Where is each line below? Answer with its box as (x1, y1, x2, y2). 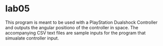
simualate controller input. (5, 35, 59, 41)
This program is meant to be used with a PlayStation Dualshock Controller (5, 19, 158, 25)
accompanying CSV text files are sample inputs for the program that (5, 30, 146, 36)
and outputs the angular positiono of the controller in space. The (5, 24, 139, 30)
